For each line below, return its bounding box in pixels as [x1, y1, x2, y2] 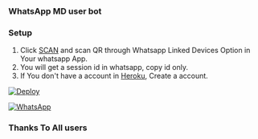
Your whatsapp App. [19, 54, 88, 63]
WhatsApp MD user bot [8, 6, 102, 17]
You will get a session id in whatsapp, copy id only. [19, 63, 189, 72]
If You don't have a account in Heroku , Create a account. [19, 71, 209, 81]
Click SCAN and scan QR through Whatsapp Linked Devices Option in [19, 46, 251, 55]
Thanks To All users [8, 122, 88, 133]
